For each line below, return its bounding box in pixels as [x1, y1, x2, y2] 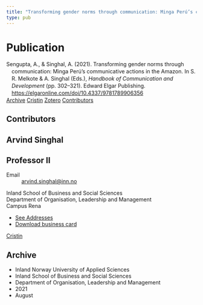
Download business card [14, 221, 77, 228]
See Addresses [14, 214, 53, 221]
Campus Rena [6, 203, 41, 210]
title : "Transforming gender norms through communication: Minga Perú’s [6, 8, 193, 15]
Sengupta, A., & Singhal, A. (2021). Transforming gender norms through [6, 61, 184, 68]
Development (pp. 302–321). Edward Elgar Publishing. [11, 82, 146, 90]
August [14, 292, 33, 299]
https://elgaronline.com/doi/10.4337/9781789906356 [11, 89, 144, 96]
